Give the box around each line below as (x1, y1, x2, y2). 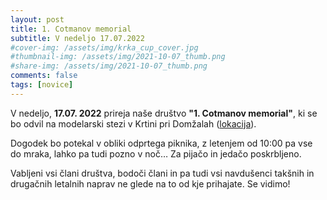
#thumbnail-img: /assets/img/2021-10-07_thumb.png (10, 52, 226, 62)
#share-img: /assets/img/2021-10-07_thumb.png (10, 61, 208, 71)
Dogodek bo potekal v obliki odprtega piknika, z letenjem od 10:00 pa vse (10, 137, 313, 149)
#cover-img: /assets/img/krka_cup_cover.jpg (10, 42, 199, 53)
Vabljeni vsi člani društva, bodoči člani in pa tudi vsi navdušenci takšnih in (10, 167, 315, 179)
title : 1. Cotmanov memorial (10, 24, 132, 34)
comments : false (10, 71, 78, 81)
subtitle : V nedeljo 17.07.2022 (10, 33, 145, 43)
